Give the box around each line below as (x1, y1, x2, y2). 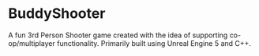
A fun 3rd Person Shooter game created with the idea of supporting (8, 30, 228, 40)
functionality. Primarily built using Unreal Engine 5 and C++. (56, 38, 251, 47)
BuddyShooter (8, 5, 106, 23)
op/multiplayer (8, 38, 55, 47)
